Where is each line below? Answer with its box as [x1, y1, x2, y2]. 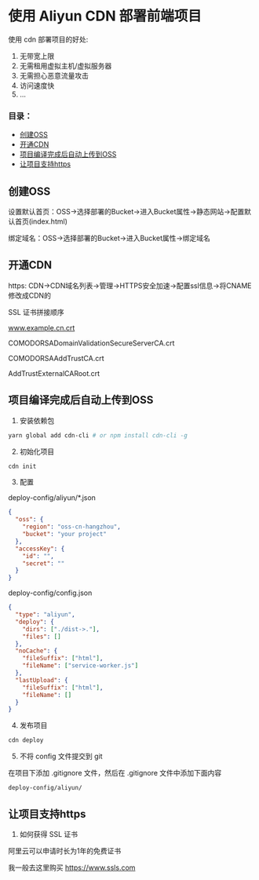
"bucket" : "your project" [22, 531, 108, 539]
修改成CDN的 [8, 290, 51, 300]
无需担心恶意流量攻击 [19, 71, 89, 80]
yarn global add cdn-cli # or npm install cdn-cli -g [8, 431, 188, 440]
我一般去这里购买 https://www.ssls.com [8, 863, 136, 872]
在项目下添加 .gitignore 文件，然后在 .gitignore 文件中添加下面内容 [8, 769, 222, 778]
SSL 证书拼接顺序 [8, 307, 64, 316]
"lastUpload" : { [15, 676, 68, 684]
